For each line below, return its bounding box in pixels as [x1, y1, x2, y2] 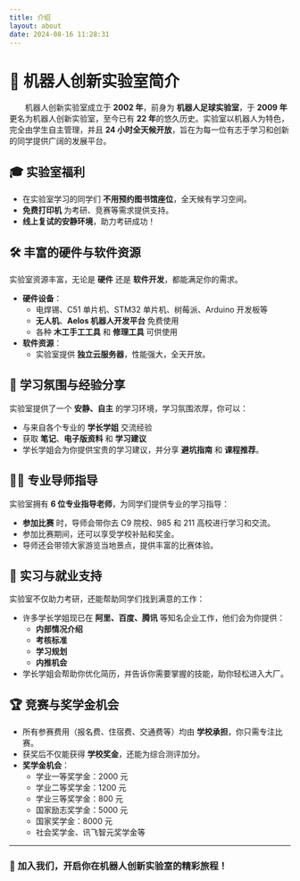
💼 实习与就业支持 [9, 568, 103, 583]
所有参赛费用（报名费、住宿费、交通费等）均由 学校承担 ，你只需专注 [21, 726, 275, 737]
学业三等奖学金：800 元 [35, 793, 123, 804]
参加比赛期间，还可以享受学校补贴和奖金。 [21, 528, 179, 539]
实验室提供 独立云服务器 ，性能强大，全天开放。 [35, 348, 211, 359]
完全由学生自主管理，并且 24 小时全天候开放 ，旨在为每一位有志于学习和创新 [9, 124, 290, 135]
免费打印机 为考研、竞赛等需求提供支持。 [21, 205, 174, 215]
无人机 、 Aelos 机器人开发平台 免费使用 [35, 315, 179, 326]
